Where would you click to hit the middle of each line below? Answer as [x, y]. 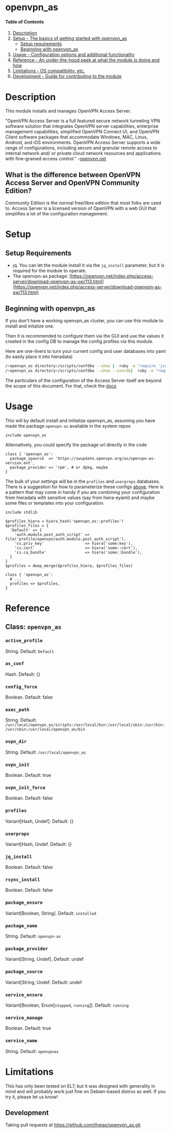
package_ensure [24, 903]
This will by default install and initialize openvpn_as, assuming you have [80, 420]
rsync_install [23, 880]
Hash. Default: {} [23, 674]
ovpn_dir [16, 742]
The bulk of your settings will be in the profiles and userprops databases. [83, 481]
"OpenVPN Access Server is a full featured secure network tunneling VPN [83, 121]
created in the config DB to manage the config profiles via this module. [79, 341]
